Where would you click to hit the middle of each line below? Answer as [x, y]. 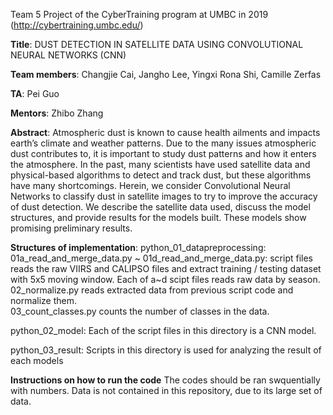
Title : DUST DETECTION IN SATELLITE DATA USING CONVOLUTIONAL [157, 44]
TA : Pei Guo [35, 93]
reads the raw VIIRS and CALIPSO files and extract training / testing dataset [166, 268]
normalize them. [44, 300]
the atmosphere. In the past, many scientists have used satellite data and [160, 164]
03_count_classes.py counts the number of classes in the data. [140, 311]
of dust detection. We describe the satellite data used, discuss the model [160, 207]
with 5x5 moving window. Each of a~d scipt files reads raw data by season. [165, 279]
